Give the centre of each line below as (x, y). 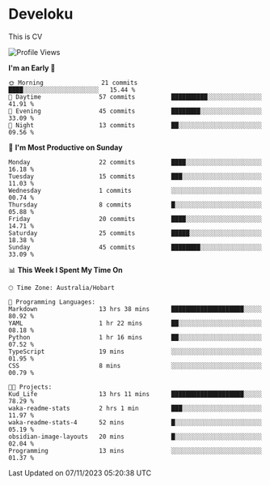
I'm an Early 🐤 (32, 68)
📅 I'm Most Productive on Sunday (65, 147)
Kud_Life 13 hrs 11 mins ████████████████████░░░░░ (135, 394)
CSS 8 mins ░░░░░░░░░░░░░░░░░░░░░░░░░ (135, 365)
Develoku (41, 14)
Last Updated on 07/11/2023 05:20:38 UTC (80, 473)
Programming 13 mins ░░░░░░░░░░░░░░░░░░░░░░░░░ (135, 450)
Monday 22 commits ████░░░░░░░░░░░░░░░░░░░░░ (135, 162)
